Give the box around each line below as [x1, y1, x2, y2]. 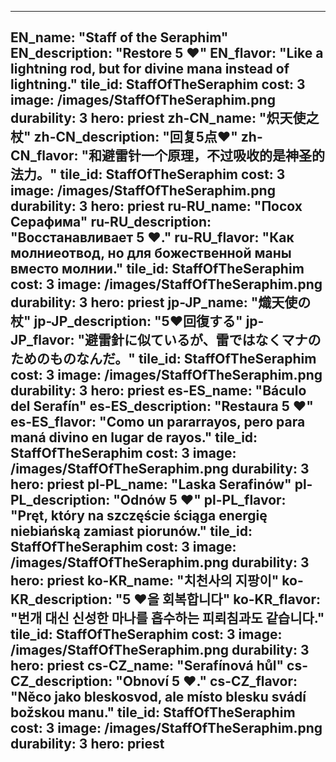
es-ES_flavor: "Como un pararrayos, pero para [10, 414, 306, 431]
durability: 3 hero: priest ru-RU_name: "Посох [10, 198, 303, 215]
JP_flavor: [10, 332, 75, 349]
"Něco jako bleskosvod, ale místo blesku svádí [10, 689, 307, 706]
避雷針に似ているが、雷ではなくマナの [84, 332, 322, 349]
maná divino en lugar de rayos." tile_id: [10, 429, 258, 446]
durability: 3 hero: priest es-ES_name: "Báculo [10, 382, 307, 400]
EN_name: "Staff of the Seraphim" [10, 29, 229, 46]
